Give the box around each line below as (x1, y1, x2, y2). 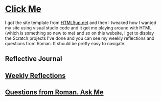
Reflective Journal (5, 55, 62, 63)
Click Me (5, 3, 42, 15)
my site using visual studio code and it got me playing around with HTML (5, 25, 152, 30)
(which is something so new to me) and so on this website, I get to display (5, 30, 154, 36)
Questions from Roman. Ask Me (5, 88, 104, 97)
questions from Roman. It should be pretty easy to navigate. (5, 40, 126, 46)
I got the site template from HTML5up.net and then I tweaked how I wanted (5, 20, 157, 25)
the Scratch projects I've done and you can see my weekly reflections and (5, 35, 155, 41)
